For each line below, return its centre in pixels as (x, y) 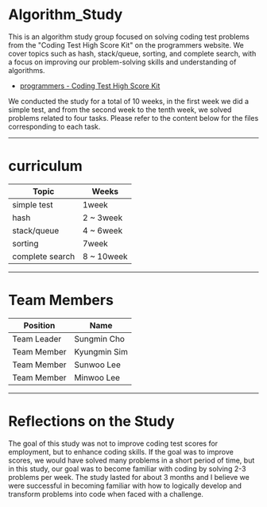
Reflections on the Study (91, 421)
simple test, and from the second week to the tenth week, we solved (120, 110)
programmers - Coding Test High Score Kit (90, 86)
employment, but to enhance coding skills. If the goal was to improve (121, 451)
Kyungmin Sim (101, 351)
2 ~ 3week (103, 218)
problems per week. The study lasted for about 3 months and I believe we (129, 477)
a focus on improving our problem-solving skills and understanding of (122, 62)
